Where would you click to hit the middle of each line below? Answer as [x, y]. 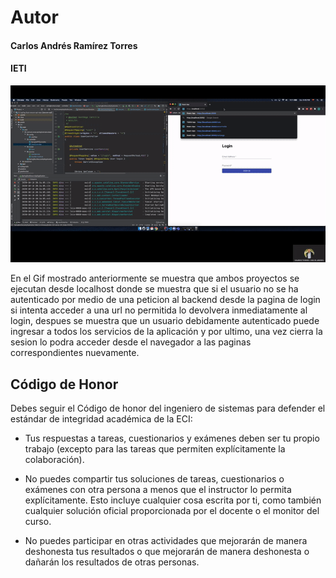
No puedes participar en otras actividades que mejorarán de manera [166, 541]
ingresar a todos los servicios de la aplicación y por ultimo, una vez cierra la [166, 332]
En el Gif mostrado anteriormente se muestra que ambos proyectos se [155, 278]
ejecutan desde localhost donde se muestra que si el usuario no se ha [154, 289]
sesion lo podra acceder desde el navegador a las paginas [131, 342]
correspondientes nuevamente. [75, 353]
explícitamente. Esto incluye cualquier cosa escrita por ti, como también [173, 500]
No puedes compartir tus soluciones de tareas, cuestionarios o [154, 479]
